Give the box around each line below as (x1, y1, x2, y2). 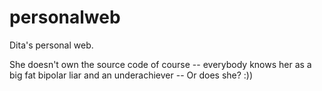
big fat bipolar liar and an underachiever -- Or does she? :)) (9, 69, 254, 81)
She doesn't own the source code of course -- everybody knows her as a (9, 58, 312, 70)
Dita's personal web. (9, 39, 94, 51)
